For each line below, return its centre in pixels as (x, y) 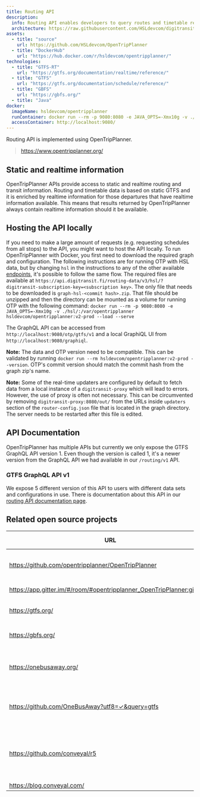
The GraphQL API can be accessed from (56, 328)
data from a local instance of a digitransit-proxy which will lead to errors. (98, 388)
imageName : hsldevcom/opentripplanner (60, 111)
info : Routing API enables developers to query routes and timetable (99, 23)
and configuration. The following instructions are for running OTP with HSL (98, 261)
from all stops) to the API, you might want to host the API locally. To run (93, 248)
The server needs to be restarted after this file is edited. (75, 414)
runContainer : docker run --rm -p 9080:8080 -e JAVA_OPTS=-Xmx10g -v (99, 117)
